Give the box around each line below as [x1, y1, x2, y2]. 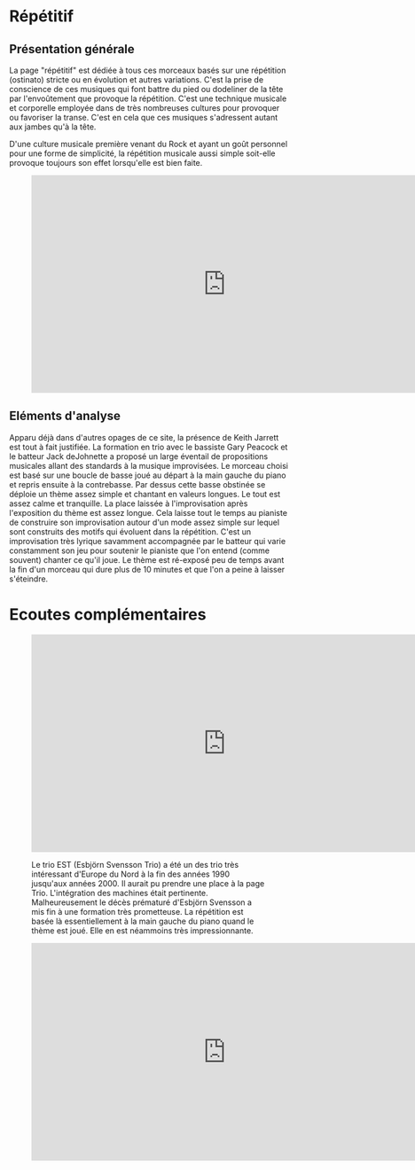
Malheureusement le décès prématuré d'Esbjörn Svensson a [31, 897, 253, 908]
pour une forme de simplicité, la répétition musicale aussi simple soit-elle [9, 148, 277, 159]
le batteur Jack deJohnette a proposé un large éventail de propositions [9, 450, 269, 462]
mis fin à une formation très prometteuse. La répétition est [31, 906, 244, 916]
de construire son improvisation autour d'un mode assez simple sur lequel [9, 517, 280, 527]
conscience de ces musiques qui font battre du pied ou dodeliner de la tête [9, 84, 284, 94]
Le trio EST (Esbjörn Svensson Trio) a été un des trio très [31, 859, 239, 870]
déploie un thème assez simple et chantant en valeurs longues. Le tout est [9, 488, 281, 499]
